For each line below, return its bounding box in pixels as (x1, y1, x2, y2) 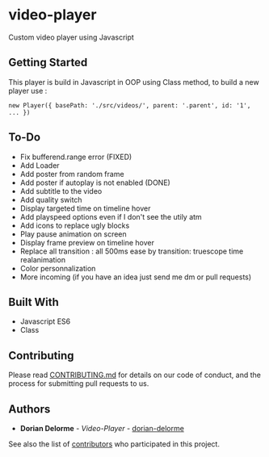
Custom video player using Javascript (8, 32, 135, 42)
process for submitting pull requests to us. (8, 379, 149, 388)
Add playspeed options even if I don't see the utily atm (19, 212, 202, 221)
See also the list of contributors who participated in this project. (8, 439, 221, 449)
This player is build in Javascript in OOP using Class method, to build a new (8, 77, 260, 86)
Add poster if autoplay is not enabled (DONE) (19, 178, 171, 187)
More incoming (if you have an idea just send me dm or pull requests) (19, 272, 252, 282)
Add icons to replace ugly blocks (19, 220, 130, 230)
